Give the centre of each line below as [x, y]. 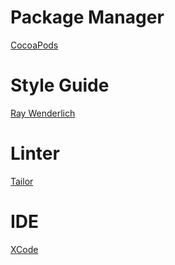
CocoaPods [34, 45]
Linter [35, 153]
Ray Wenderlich [43, 113]
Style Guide [60, 85]
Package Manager [87, 17]
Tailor [22, 181]
